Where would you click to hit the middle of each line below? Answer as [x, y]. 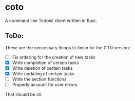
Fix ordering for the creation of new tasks [54, 57]
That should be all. [24, 95]
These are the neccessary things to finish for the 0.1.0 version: [67, 47]
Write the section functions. [40, 79]
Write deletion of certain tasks [42, 68]
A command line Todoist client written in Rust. [51, 20]
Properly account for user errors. [45, 85]
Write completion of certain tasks [46, 62]
